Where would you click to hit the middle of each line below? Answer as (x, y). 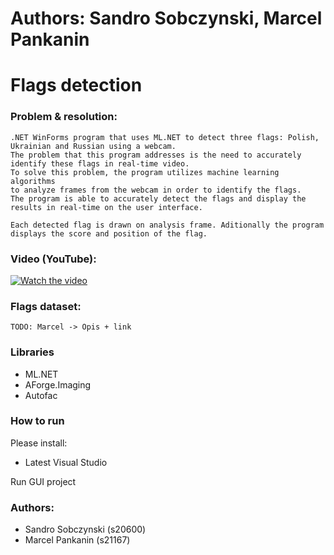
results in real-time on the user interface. (106, 207)
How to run (37, 421)
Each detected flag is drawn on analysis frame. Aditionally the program (167, 225)
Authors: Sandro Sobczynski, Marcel (166, 18)
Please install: (39, 443)
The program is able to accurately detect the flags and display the (158, 198)
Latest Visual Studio (66, 462)
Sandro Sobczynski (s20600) (85, 529)
